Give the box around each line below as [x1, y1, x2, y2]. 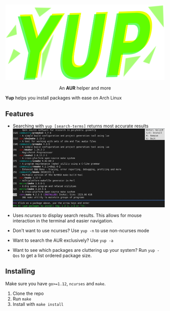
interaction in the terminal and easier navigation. [12, 218, 113, 224]
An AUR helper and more [59, 85, 111, 91]
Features [5, 109, 34, 118]
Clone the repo [12, 290, 44, 296]
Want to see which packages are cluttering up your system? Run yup [12, 247, 155, 253]
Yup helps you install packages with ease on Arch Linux [5, 95, 122, 101]
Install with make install [12, 301, 64, 307]
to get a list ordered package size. [21, 252, 92, 258]
